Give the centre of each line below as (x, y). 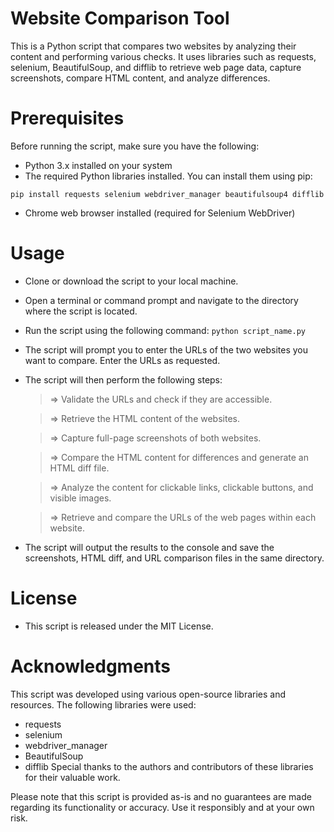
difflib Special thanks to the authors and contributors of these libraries (169, 766)
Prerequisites (67, 118)
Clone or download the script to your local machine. (131, 281)
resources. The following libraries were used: (103, 704)
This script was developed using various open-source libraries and (148, 694)
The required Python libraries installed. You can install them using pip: (168, 176)
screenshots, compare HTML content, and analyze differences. (140, 78)
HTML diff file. (79, 468)
